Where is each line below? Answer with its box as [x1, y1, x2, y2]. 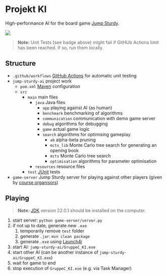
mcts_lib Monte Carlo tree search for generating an [50, 142, 157, 148]
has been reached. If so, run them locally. [17, 44, 104, 51]
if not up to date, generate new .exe [12, 222, 87, 228]
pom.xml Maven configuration [20, 83, 80, 89]
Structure [5, 59, 36, 68]
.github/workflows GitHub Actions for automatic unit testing [12, 72, 137, 78]
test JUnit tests [27, 168, 60, 174]
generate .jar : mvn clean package [20, 233, 90, 239]
